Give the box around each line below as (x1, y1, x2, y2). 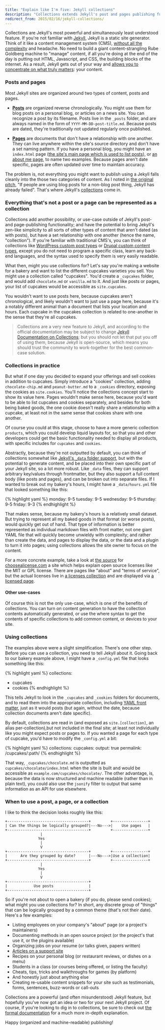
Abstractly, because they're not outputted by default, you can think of (5, 450, 146, 456)
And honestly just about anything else (12, 974, 89, 980)
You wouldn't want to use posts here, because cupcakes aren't (5, 293, 133, 299)
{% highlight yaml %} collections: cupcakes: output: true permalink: (5, 745, 142, 751)
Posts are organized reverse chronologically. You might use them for (12, 104, 151, 111)
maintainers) (12, 927, 38, 933)
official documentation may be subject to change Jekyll (17, 329, 130, 335)
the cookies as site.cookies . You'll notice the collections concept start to (5, 389, 154, 395)
